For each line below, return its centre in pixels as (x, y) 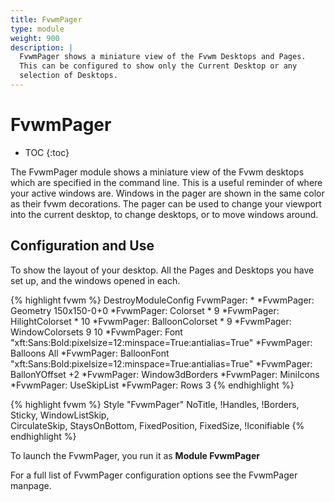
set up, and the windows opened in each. (95, 280)
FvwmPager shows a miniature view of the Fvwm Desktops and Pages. (163, 57)
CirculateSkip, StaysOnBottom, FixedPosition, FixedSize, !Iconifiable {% (157, 425)
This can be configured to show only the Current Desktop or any (158, 66)
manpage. (31, 485)
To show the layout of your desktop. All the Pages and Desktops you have (162, 270)
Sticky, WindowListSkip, (60, 415)
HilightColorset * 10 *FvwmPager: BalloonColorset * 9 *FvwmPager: (151, 321)
